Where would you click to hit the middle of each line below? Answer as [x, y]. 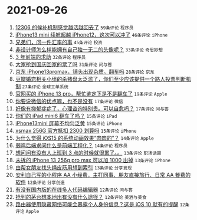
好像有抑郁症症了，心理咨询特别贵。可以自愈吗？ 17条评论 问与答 [92, 108]
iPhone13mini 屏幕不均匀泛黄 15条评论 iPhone [69, 123]
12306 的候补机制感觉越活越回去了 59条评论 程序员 [74, 27]
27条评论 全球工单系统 [45, 87]
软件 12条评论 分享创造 [40, 182]
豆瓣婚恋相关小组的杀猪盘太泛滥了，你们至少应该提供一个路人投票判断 [101, 79]
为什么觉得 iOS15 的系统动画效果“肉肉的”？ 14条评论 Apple [84, 138]
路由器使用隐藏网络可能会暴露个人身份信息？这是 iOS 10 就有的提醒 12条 [102, 204]
